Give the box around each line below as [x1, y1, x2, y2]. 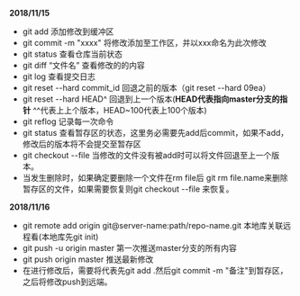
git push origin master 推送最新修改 [22, 254, 154, 265]
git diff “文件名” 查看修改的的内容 [22, 60, 146, 70]
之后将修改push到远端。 [22, 276, 113, 287]
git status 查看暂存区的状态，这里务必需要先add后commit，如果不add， [22, 128, 289, 138]
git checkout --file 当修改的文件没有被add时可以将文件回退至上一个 [22, 150, 272, 160]
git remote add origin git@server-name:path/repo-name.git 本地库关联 [22, 220, 284, 230]
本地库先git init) [41, 231, 99, 242]
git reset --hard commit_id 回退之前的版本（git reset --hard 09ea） [22, 83, 271, 93]
